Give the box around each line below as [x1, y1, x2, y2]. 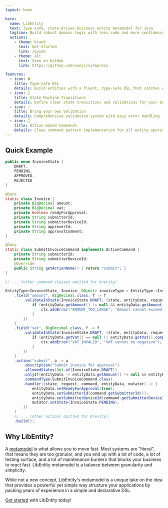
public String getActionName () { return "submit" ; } [14, 265, 126, 270]
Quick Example [5, 146, 53, 155]
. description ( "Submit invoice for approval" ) [23, 363, 120, 368]
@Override [14, 261, 35, 266]
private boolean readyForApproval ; [14, 210, 88, 215]
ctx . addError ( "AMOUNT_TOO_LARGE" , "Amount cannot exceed [40, 307, 162, 312]
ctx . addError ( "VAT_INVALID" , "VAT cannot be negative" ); [40, 339, 162, 345]
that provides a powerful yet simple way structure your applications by [5, 482, 150, 488]
